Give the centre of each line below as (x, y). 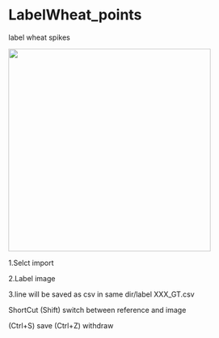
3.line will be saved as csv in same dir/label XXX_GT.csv (102, 294)
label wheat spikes (40, 37)
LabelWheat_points (75, 15)
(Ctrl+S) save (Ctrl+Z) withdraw (61, 325)
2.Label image (32, 278)
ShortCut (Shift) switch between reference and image (97, 310)
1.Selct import (31, 263)
